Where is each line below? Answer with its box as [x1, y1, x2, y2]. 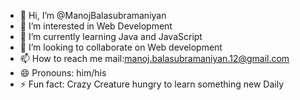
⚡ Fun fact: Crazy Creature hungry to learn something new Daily [19, 78, 285, 90]
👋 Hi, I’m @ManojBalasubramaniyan [19, 10, 167, 21]
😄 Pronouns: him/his [19, 67, 107, 79]
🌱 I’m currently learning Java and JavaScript [19, 31, 203, 42]
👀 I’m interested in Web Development [19, 20, 173, 32]
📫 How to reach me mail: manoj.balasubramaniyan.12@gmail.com [19, 53, 290, 64]
